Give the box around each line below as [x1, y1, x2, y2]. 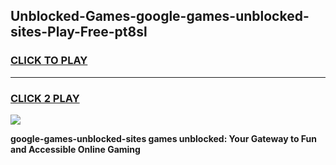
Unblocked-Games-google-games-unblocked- [10, 8, 310, 25]
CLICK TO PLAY [10, 54, 88, 68]
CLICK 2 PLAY [10, 91, 80, 105]
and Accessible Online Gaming [10, 143, 141, 155]
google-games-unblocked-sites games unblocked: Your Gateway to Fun [10, 132, 317, 144]
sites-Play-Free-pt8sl [10, 24, 148, 41]
